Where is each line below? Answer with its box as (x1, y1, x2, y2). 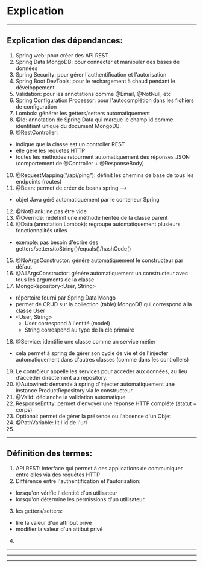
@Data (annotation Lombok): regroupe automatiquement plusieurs (15, 220, 181, 228)
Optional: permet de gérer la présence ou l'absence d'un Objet (15, 412, 172, 420)
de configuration (15, 103, 57, 110)
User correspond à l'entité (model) (24, 319, 111, 327)
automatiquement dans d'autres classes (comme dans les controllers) (15, 356, 189, 363)
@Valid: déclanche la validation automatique (15, 393, 126, 400)
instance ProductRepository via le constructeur (15, 386, 133, 394)
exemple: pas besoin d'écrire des (15, 239, 99, 246)
